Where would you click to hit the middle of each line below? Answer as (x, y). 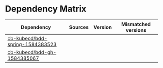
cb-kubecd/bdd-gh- (32, 52)
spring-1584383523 (32, 44)
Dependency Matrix (46, 9)
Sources (79, 27)
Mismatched (136, 24)
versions (136, 30)
